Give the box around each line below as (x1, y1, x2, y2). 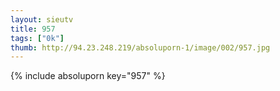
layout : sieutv (10, 14, 74, 25)
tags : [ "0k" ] (10, 33, 65, 43)
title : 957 (10, 24, 56, 34)
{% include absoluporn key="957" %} (10, 70, 166, 82)
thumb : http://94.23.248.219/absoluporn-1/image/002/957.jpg (10, 42, 271, 53)
